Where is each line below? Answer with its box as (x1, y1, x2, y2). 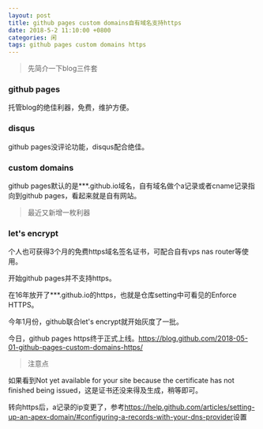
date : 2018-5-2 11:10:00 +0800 (8, 26, 111, 34)
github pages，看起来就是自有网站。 (21, 191, 141, 201)
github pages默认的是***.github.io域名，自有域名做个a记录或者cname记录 (8, 181, 249, 190)
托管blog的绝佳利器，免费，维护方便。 (8, 103, 133, 112)
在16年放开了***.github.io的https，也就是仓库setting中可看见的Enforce (8, 290, 237, 300)
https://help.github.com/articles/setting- (124, 402, 255, 412)
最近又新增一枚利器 (27, 208, 91, 217)
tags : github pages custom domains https (8, 41, 147, 49)
